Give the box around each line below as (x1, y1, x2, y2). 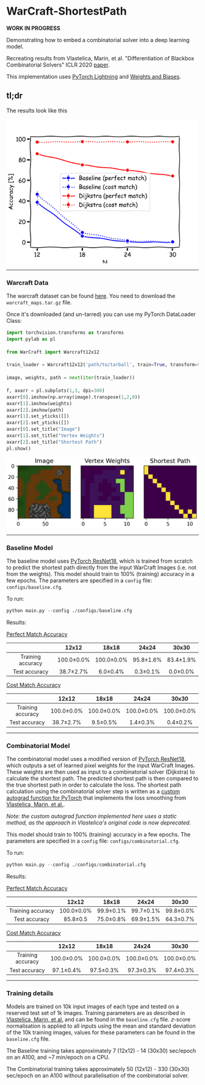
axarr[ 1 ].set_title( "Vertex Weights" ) (6, 433, 105, 439)
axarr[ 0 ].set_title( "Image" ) (6, 426, 81, 433)
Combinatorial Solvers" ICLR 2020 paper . (6, 61, 110, 68)
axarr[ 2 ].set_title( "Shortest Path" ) (6, 439, 103, 445)
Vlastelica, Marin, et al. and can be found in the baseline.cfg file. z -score (6, 1016, 191, 1023)
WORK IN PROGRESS (6, 24, 61, 32)
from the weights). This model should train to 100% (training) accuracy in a (6, 571, 195, 577)
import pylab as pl (6, 336, 56, 342)
